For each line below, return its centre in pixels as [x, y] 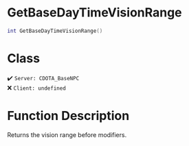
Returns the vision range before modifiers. [67, 134]
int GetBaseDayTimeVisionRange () [55, 31]
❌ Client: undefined [37, 88]
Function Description [68, 115]
